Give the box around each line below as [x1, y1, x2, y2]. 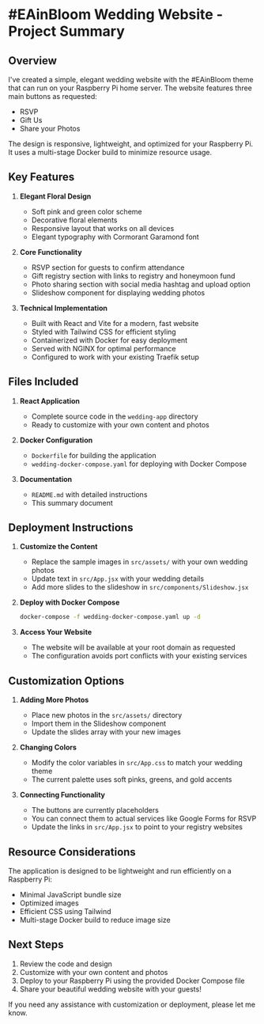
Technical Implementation [19, 303, 108, 313]
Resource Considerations [8, 845, 136, 859]
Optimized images [19, 898, 79, 908]
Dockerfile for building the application [31, 450, 157, 460]
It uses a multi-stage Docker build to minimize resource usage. [8, 148, 213, 157]
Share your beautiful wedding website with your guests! [19, 984, 202, 994]
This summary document [31, 498, 113, 507]
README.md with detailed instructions [31, 489, 148, 499]
